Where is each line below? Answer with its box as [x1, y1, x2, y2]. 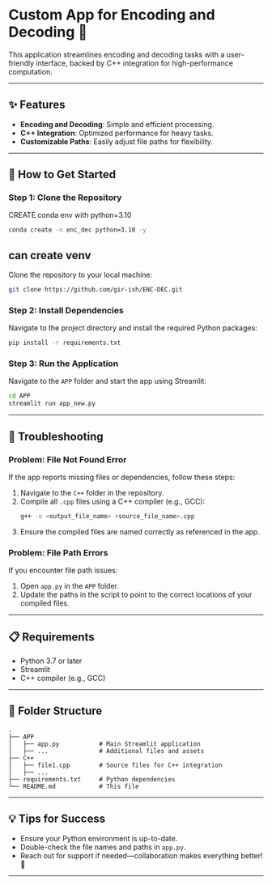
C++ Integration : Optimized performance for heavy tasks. [19, 128, 214, 138]
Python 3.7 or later [19, 656, 83, 666]
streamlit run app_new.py [8, 399, 96, 408]
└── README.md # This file [8, 782, 139, 790]
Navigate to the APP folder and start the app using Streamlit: [8, 377, 206, 386]
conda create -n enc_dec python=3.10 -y [8, 226, 147, 234]
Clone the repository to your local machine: [8, 270, 153, 280]
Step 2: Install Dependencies [8, 304, 124, 316]
